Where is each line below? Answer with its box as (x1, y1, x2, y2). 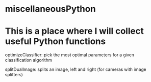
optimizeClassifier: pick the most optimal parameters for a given (5, 52, 134, 58)
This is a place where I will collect (5, 26, 144, 37)
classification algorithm (5, 57, 52, 63)
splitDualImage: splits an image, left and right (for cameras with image (5, 66, 147, 72)
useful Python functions (5, 36, 106, 47)
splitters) (5, 72, 23, 78)
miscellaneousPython (5, 3, 96, 15)
